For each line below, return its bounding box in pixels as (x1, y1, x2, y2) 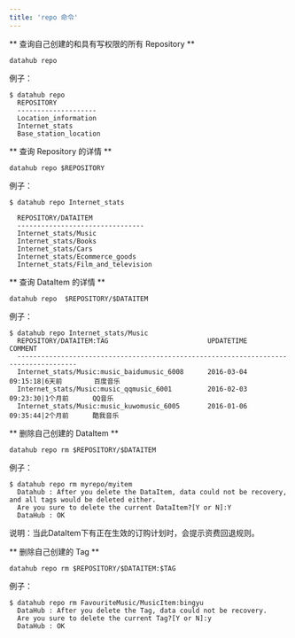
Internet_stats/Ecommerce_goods (17, 252, 137, 261)
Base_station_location (17, 129, 101, 138)
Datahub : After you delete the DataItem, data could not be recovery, (17, 487, 288, 496)
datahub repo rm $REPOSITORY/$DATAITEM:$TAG (9, 564, 176, 572)
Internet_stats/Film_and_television (17, 260, 152, 268)
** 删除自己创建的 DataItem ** (9, 427, 120, 439)
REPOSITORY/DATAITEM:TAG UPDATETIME (17, 336, 248, 346)
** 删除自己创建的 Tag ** (9, 546, 100, 556)
